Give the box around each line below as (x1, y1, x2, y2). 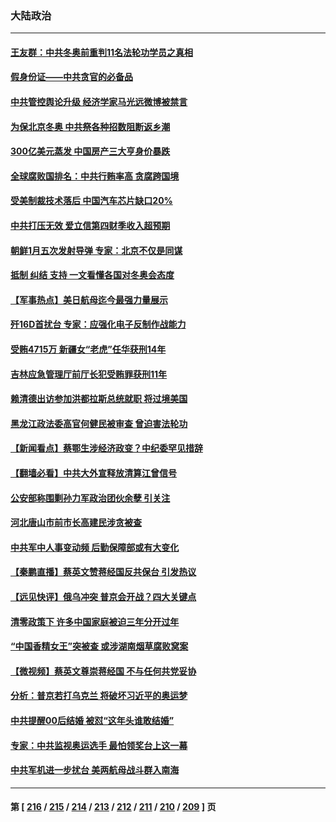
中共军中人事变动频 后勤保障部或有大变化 (10, 541, 180, 553)
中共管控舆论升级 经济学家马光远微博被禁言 (10, 96, 188, 108)
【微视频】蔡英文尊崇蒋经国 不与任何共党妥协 (10, 665, 197, 677)
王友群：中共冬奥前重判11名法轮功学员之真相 (10, 46, 194, 58)
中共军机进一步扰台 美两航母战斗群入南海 (10, 764, 180, 776)
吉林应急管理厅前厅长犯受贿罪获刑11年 (10, 368, 168, 380)
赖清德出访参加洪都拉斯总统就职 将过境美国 (10, 393, 188, 405)
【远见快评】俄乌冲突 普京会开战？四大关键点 (10, 590, 197, 602)
